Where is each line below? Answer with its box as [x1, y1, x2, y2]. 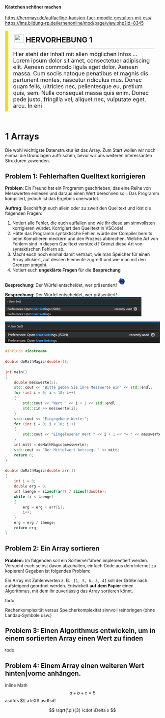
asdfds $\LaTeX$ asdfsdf [5, 698, 56, 704]
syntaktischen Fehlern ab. [12, 246, 65, 252]
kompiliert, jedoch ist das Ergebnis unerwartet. [5, 195, 100, 202]
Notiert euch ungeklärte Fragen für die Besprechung [12, 267, 121, 273]
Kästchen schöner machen [5, 4, 61, 10]
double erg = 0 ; [14, 484, 48, 489]
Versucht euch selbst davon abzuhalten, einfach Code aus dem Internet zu [5, 562, 156, 569]
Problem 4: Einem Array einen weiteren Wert [5, 661, 144, 670]
